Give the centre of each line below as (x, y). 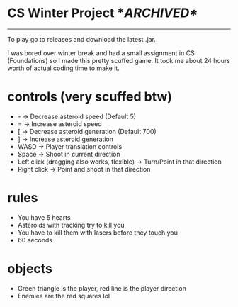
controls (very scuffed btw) (90, 97)
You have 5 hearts (44, 217)
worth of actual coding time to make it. (64, 68)
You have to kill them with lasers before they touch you (98, 233)
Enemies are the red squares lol (64, 296)
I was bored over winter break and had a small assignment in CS (101, 53)
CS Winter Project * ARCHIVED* (103, 13)
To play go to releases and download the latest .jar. (81, 39)
